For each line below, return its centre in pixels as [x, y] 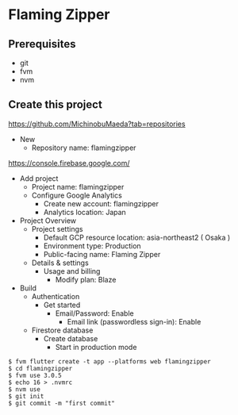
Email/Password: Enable [94, 313]
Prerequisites [42, 44]
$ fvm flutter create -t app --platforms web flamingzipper [110, 361]
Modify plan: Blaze [86, 279]
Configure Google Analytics [77, 195]
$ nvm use [25, 389]
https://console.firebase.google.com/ [69, 163]
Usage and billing [72, 271]
